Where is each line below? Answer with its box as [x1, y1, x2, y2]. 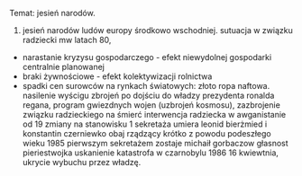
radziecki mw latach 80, [22, 35, 112, 45]
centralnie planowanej [22, 62, 105, 72]
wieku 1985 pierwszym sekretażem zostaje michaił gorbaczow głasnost [22, 138, 288, 148]
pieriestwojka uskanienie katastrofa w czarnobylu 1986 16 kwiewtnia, [22, 147, 279, 158]
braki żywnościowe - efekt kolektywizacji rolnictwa [22, 71, 213, 82]
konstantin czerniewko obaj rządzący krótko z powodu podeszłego [22, 128, 272, 138]
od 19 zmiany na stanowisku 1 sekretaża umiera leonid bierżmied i [22, 119, 268, 129]
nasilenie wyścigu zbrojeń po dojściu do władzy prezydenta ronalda [22, 90, 275, 101]
